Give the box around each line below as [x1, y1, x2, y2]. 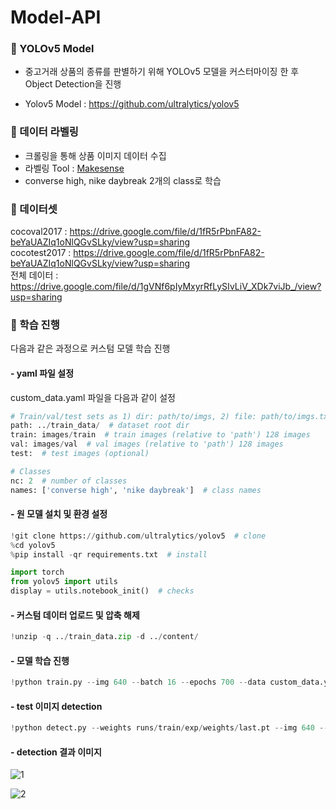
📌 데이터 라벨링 [10, 125, 79, 139]
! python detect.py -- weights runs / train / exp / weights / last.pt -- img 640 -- [10, 723, 329, 733]
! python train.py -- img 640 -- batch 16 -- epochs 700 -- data [10, 677, 267, 688]
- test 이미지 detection [10, 700, 103, 712]
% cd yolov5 [10, 540, 56, 550]
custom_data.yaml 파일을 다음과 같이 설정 [10, 391, 176, 403]
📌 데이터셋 [10, 202, 58, 216]
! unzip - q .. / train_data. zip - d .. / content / [10, 632, 199, 642]
